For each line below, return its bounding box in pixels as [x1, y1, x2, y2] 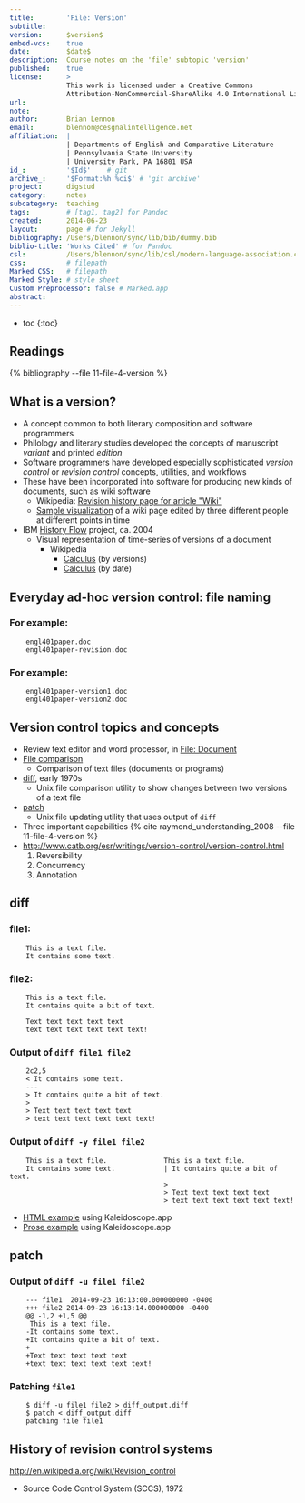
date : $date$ [9, 47, 92, 56]
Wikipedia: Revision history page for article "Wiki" [35, 496, 222, 506]
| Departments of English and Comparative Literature [66, 140, 274, 149]
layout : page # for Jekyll [9, 225, 136, 234]
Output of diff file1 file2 [9, 1046, 132, 1058]
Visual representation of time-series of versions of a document [35, 534, 271, 546]
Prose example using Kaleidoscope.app [22, 1221, 171, 1232]
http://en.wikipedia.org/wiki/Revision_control [9, 1466, 176, 1477]
